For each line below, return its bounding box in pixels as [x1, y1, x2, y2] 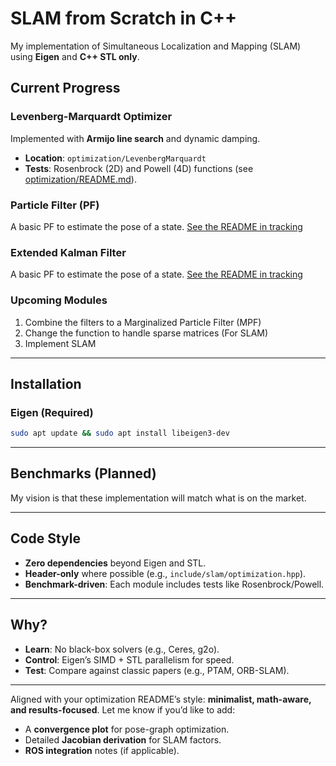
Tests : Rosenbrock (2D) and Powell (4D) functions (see [24, 162, 254, 174]
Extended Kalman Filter [10, 245, 127, 259]
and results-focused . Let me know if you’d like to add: [10, 703, 236, 716]
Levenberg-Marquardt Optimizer [10, 110, 173, 124]
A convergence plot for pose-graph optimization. [24, 723, 230, 735]
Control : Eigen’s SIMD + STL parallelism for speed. [24, 653, 235, 666]
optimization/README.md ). [24, 173, 137, 185]
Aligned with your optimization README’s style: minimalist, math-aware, [10, 693, 312, 705]
